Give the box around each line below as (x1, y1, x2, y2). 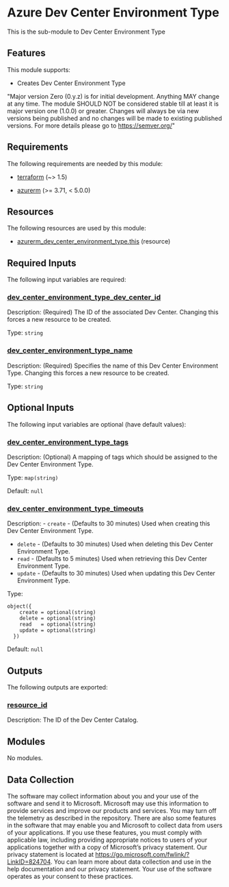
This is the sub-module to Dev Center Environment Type (7, 27, 165, 36)
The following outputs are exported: (7, 683, 108, 691)
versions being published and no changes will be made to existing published (7, 114, 222, 122)
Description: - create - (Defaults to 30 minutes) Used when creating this (7, 519, 211, 528)
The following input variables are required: (7, 276, 126, 284)
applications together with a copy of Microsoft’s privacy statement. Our (7, 842, 208, 851)
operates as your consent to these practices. (7, 872, 133, 880)
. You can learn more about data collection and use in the (50, 858, 212, 866)
